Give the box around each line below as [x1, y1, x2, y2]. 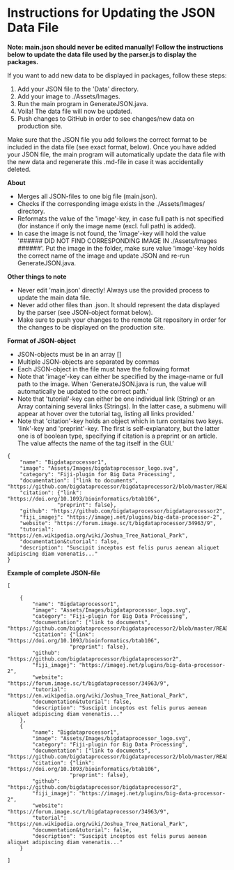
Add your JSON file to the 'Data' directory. [17, 84, 139, 93]
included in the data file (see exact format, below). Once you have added [7, 142, 217, 151]
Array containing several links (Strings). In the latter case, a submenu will [17, 401, 227, 410]
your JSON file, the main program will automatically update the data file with [7, 150, 226, 158]
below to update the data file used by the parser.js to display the [7, 50, 197, 59]
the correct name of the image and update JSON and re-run [17, 251, 190, 260]
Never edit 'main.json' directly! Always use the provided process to [17, 286, 210, 294]
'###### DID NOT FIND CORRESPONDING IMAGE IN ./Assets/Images [17, 236, 217, 245]
